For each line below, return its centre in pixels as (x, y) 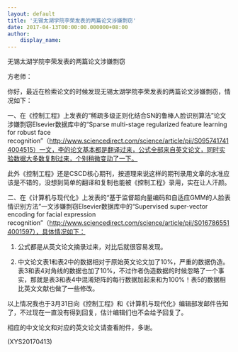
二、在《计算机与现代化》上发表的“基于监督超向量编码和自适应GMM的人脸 (116, 198)
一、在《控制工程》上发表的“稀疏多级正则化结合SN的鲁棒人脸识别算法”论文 (117, 116)
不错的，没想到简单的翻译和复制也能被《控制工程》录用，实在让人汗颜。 (125, 182)
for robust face (29, 133)
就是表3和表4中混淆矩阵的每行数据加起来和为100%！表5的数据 (128, 280)
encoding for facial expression (52, 214)
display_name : (41, 40)
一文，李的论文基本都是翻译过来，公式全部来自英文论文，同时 (129, 150)
